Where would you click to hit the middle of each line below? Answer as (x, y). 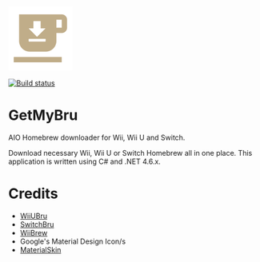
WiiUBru (34, 216)
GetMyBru (43, 115)
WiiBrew (34, 232)
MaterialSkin (40, 249)
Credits (33, 194)
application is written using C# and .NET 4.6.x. (85, 161)
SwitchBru (37, 224)
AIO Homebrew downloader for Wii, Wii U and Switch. (97, 137)
